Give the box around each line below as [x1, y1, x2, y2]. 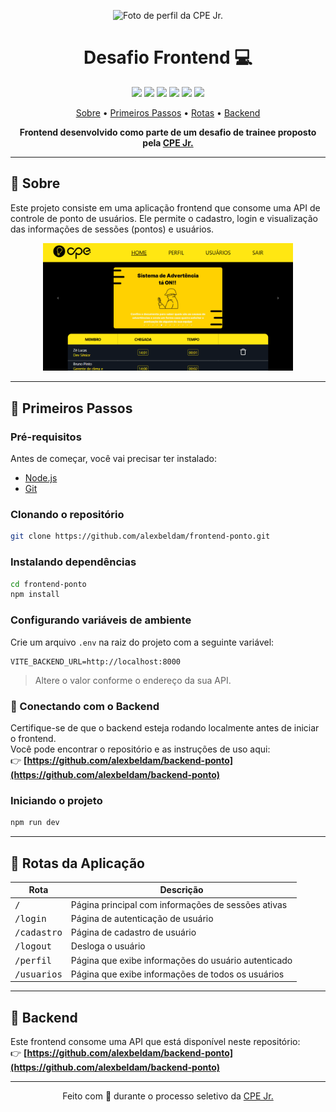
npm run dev [10, 818, 60, 828]
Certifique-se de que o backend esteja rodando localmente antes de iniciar [10, 721, 320, 734]
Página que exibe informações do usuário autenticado [70, 954, 293, 966]
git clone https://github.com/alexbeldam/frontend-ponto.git [10, 531, 271, 542]
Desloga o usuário [70, 940, 146, 952]
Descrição [159, 884, 204, 896]
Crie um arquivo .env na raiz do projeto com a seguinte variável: [10, 636, 275, 648]
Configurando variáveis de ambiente [10, 613, 192, 627]
